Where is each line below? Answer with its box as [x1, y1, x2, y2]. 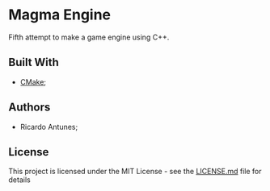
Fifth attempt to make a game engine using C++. [8, 32, 170, 42]
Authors [8, 101, 51, 114]
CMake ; [19, 77, 47, 86]
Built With [8, 56, 59, 69]
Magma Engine [8, 6, 112, 24]
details [8, 175, 31, 185]
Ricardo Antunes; [19, 122, 78, 131]
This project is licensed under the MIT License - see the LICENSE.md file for [8, 167, 262, 176]
